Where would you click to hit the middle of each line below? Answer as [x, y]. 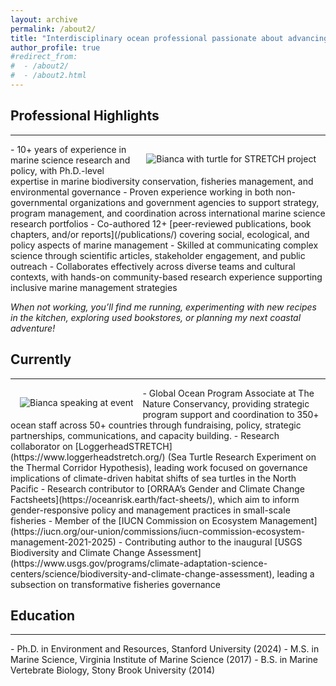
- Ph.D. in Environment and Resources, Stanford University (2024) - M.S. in [165, 649]
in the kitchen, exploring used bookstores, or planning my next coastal [156, 317]
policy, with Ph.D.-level [57, 170]
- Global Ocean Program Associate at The [228, 393]
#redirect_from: [44, 57]
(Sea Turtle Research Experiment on [242, 457]
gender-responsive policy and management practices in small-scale [150, 510]
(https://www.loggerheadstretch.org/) [88, 457]
